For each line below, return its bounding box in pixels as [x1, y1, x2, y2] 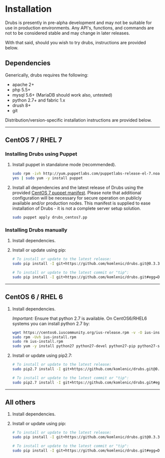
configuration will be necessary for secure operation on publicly [12, 195, 142, 201]
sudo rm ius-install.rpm [12, 339, 63, 344]
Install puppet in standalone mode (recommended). [12, 162, 116, 168]
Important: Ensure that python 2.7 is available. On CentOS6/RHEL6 [12, 315, 147, 321]
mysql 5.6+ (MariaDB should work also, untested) [12, 92, 112, 98]
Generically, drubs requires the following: [5, 72, 88, 78]
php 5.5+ [12, 87, 31, 93]
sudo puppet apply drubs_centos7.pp [12, 215, 87, 220]
